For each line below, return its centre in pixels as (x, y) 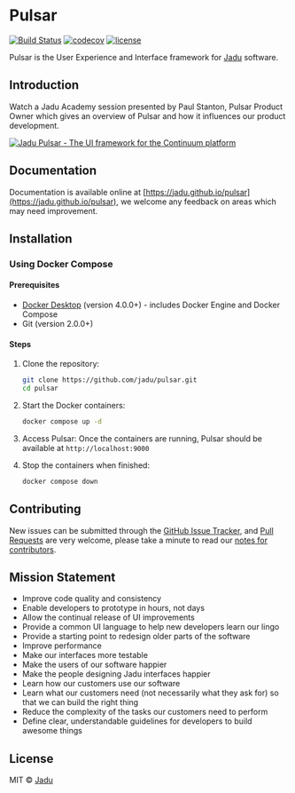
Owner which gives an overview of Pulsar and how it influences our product (147, 115)
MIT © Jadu (31, 780)
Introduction (44, 85)
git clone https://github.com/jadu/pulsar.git (109, 380)
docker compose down (60, 481)
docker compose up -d (62, 422)
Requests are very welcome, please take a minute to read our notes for (139, 540)
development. (34, 125)
